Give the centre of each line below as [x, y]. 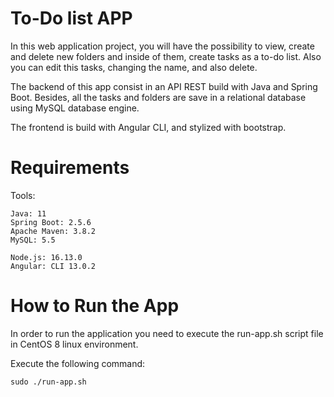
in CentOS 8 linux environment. [74, 344]
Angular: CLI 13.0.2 [53, 266]
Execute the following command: [78, 363]
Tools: [23, 195]
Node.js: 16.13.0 [46, 257]
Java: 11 [28, 213]
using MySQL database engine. [75, 108]
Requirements [70, 168]
